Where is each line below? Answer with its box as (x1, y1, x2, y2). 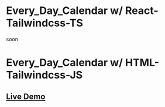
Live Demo (6, 91, 46, 101)
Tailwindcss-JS (6, 69, 83, 82)
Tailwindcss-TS (6, 16, 84, 30)
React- (125, 4, 159, 17)
